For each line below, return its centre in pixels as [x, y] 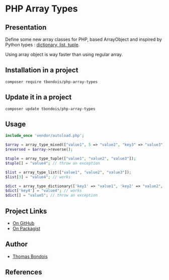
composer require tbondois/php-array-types [52, 82]
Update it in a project [38, 97]
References [24, 272]
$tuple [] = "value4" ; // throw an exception [53, 163]
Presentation [26, 27]
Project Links [26, 211]
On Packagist [26, 228]
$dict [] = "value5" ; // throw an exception [52, 196]
